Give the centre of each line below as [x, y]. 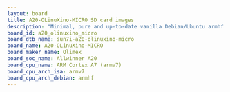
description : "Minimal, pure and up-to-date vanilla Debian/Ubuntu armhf [116, 26]
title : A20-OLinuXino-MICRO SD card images [71, 20]
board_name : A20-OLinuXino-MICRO [55, 46]
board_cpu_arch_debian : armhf [51, 78]
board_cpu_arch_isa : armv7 [46, 71]
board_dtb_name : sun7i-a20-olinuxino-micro [71, 39]
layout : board [28, 13]
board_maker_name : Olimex [44, 53]
